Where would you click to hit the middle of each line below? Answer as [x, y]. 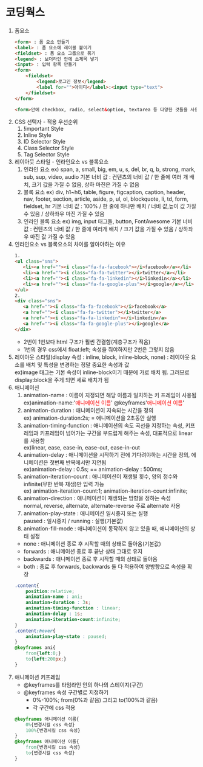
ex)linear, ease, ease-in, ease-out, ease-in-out [82, 447]
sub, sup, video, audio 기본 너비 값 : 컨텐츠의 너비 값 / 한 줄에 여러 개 [106, 177]
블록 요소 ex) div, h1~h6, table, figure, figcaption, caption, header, [105, 192]
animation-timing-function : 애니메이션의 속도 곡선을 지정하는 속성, [104, 425]
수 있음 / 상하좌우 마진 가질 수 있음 [64, 214]
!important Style [44, 129]
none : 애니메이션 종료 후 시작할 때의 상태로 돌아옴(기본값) [92, 543]
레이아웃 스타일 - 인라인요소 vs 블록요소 [62, 162]
